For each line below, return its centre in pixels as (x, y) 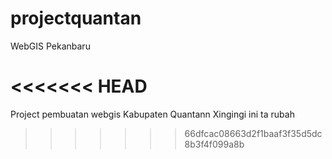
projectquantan (76, 18)
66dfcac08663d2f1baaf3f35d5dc (253, 133)
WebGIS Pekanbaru (50, 46)
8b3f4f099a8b (214, 144)
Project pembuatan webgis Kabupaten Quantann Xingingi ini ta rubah (152, 114)
